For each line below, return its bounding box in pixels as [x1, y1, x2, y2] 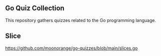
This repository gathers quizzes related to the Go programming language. [5, 17, 156, 23]
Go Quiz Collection [5, 4, 65, 12]
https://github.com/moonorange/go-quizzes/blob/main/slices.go [5, 45, 138, 51]
